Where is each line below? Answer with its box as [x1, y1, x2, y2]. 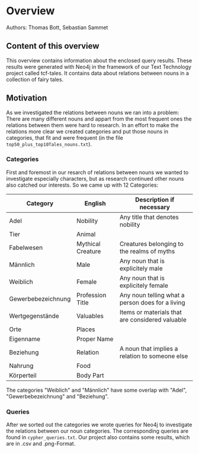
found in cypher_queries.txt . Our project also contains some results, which [6, 434, 190, 441]
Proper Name [76, 335, 114, 343]
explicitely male [119, 264, 163, 272]
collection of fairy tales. [6, 75, 64, 83]
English [84, 199, 106, 207]
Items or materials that [119, 308, 182, 316]
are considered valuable [119, 315, 187, 323]
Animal [76, 230, 96, 238]
